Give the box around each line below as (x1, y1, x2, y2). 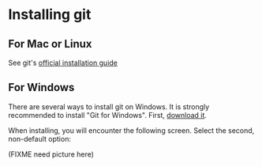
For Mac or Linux (8, 37, 92, 51)
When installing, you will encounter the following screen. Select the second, (8, 125, 255, 135)
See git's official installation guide (8, 58, 118, 67)
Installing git (8, 6, 92, 24)
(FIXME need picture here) (8, 149, 95, 159)
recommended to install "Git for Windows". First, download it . (8, 110, 208, 120)
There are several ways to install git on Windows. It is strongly (8, 101, 210, 112)
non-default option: (8, 134, 71, 143)
